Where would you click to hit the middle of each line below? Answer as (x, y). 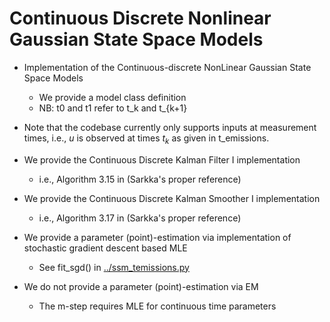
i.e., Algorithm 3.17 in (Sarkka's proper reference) (140, 218)
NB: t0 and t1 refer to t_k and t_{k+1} (113, 108)
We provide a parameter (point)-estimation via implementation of (157, 237)
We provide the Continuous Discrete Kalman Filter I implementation (162, 159)
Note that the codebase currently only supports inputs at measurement (170, 127)
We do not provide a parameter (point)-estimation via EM (141, 286)
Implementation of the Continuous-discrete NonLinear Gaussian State (167, 67)
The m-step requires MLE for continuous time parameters (157, 306)
